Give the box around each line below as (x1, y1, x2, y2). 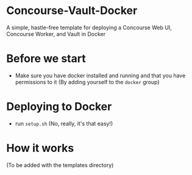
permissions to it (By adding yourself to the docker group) (15, 78, 160, 85)
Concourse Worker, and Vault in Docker (6, 30, 105, 37)
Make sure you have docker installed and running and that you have (15, 71, 186, 79)
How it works (6, 141, 74, 155)
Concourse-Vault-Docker (6, 4, 138, 18)
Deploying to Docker (6, 100, 112, 113)
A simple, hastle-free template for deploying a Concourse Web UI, (6, 24, 172, 31)
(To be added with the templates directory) (6, 161, 114, 168)
